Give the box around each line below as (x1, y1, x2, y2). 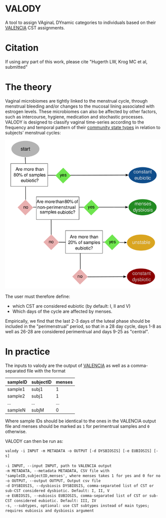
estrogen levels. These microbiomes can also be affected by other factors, (5, 108, 157, 115)
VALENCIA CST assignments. (5, 24, 65, 30)
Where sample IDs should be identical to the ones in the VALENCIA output (5, 418, 156, 424)
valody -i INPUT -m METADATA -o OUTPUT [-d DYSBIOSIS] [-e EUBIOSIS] (5, 449, 152, 454)
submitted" (5, 64, 28, 70)
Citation (5, 42, 39, 54)
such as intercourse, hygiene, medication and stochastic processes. (5, 114, 144, 120)
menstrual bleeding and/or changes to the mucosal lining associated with (5, 103, 155, 109)
